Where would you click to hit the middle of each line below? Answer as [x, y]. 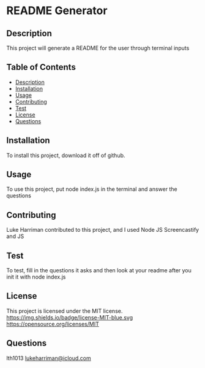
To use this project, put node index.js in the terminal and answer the [92, 189]
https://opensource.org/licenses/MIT [53, 324]
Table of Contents [41, 67]
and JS [15, 236]
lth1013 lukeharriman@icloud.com [49, 358]
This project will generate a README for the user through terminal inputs [98, 48]
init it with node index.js [36, 277]
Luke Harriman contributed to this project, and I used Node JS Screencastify [103, 230]
